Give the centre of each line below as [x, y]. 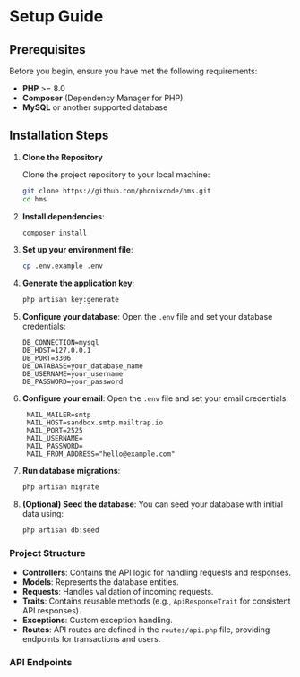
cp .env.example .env [62, 266]
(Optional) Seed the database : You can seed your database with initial [153, 504]
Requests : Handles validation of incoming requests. [118, 592]
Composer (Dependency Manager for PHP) [103, 98]
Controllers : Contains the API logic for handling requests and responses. [157, 573]
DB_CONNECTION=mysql [60, 343]
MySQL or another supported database [95, 107]
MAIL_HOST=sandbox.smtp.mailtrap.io [95, 423]
